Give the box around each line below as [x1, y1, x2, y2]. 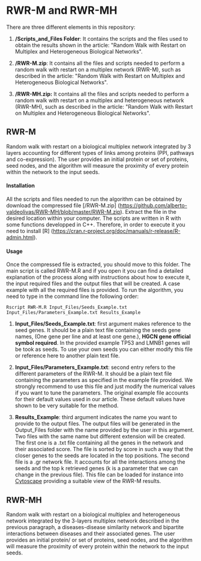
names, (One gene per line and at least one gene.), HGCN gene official [14, 333, 191, 340]
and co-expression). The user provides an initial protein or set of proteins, [6, 156, 189, 163]
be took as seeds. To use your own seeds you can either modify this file [14, 346, 193, 353]
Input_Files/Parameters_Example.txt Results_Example [6, 310, 141, 316]
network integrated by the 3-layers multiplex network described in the [6, 517, 179, 524]
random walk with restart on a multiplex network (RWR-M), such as [14, 65, 181, 73]
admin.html [6, 234, 34, 241]
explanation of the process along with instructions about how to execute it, [6, 274, 191, 281]
